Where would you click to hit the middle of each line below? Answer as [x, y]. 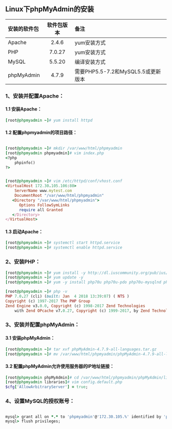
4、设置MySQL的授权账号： [40, 401]
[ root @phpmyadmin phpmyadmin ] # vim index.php [55, 153]
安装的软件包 [24, 29]
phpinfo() [25, 163]
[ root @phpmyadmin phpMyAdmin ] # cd [42, 377]
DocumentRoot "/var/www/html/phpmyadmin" [59, 196]
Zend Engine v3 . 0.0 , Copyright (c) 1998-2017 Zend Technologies [75, 306]
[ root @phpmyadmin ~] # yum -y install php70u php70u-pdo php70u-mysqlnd [83, 282]
